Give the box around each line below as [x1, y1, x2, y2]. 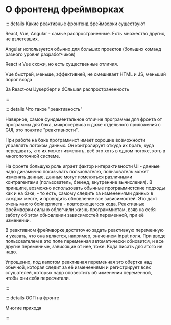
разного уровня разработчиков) [5, 51, 76, 57]
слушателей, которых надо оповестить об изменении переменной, [5, 269, 152, 275]
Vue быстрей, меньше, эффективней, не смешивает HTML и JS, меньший [5, 71, 166, 77]
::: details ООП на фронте [5, 295, 60, 301]
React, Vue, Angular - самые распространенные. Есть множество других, [5, 30, 166, 36]
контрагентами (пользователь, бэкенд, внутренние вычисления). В [5, 179, 153, 185]
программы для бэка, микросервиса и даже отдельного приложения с [5, 121, 161, 127]
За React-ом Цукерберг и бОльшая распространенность [5, 86, 129, 92]
